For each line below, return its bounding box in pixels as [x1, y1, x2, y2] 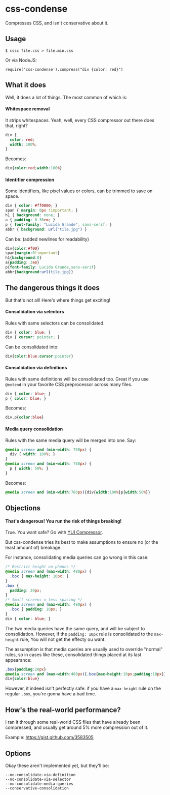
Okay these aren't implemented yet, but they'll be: [5, 762, 109, 769]
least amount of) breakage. [5, 545, 62, 551]
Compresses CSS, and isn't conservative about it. [5, 20, 109, 26]
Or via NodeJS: [5, 57, 37, 63]
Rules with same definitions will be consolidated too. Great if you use [5, 376, 149, 382]
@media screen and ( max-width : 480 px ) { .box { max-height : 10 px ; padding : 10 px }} [5, 671, 166, 676]
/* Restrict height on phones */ [5, 564, 76, 570]
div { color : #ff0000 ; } [5, 203, 58, 209]
